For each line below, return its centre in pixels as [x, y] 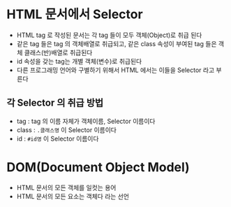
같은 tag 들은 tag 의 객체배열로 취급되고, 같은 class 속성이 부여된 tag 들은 [117, 43]
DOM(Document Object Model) [98, 167]
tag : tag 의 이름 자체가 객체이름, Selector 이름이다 [86, 121]
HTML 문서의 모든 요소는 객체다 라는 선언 [73, 196]
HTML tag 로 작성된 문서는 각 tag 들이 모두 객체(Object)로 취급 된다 [109, 35]
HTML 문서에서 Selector [75, 14]
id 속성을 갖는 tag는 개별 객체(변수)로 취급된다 [79, 61]
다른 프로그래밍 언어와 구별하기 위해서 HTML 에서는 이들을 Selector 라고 [115, 70]
